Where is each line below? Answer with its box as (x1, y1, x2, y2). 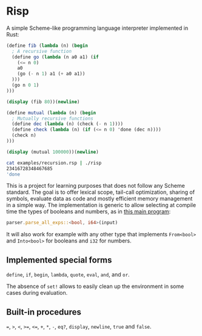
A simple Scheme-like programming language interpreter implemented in (6, 24, 189, 32)
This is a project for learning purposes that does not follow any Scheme (6, 182, 185, 190)
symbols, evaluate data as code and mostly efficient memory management (6, 195, 193, 202)
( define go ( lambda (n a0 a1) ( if (12, 53, 99, 60)
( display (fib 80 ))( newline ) (6, 98, 80, 105)
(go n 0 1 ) (12, 82, 39, 89)
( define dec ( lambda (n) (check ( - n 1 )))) (12, 121, 123, 127)
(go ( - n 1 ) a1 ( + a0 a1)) (17, 71, 86, 77)
